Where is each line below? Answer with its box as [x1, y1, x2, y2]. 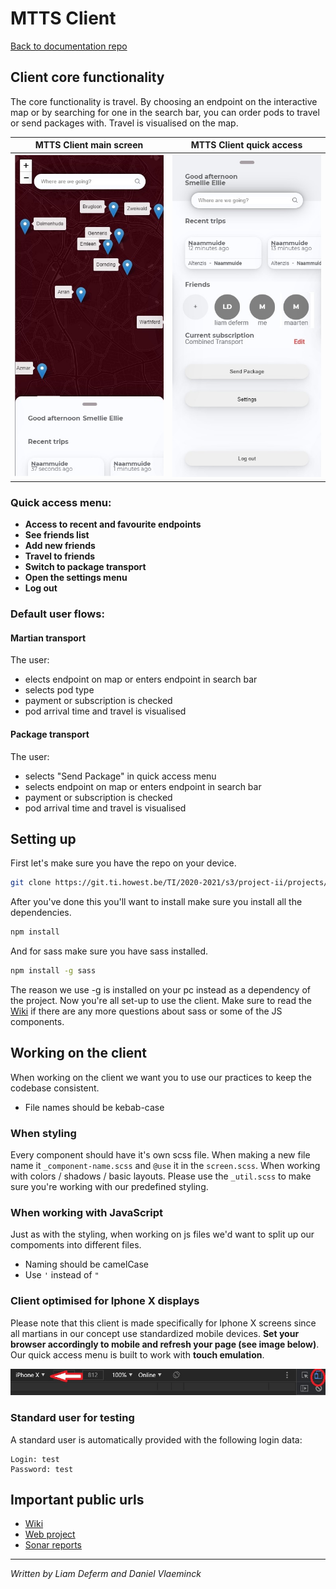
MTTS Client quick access [190, 139, 303, 151]
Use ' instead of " [24, 1269, 100, 1281]
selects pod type [24, 684, 95, 696]
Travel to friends [24, 550, 96, 562]
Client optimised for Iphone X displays [10, 1294, 200, 1308]
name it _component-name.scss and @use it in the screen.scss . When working [10, 1160, 321, 1172]
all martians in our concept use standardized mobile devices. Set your [10, 1327, 300, 1339]
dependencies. [10, 907, 72, 919]
